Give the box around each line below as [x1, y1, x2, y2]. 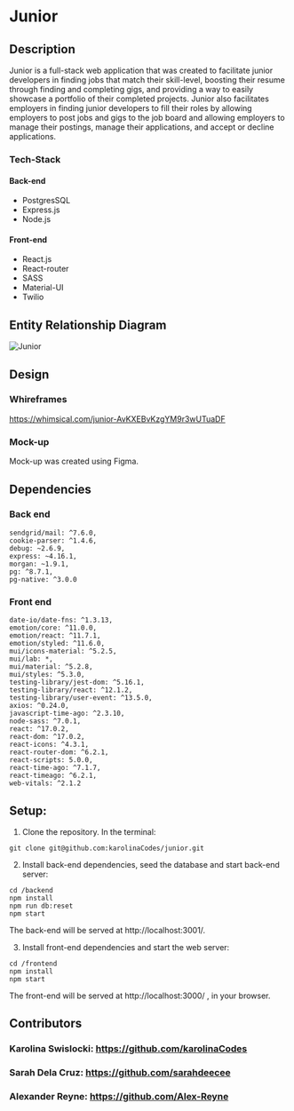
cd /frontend [9, 959, 58, 968]
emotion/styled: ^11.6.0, [9, 639, 105, 648]
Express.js [21, 204, 60, 215]
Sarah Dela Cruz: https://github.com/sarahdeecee [9, 1067, 231, 1079]
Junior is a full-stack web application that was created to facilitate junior [9, 65, 274, 75]
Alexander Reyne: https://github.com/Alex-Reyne [9, 1091, 229, 1103]
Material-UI [21, 282, 64, 293]
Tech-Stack [9, 153, 61, 165]
